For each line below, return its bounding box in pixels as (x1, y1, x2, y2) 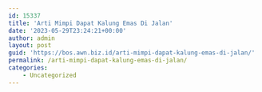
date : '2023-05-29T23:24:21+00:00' (8, 26, 127, 34)
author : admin (8, 34, 56, 42)
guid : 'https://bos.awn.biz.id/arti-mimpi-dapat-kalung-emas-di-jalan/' (8, 49, 256, 57)
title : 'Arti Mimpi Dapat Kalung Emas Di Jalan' (8, 19, 173, 27)
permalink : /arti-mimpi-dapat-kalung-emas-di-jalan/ (8, 57, 188, 65)
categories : (8, 64, 48, 72)
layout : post (8, 42, 52, 50)
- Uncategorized (22, 71, 77, 79)
